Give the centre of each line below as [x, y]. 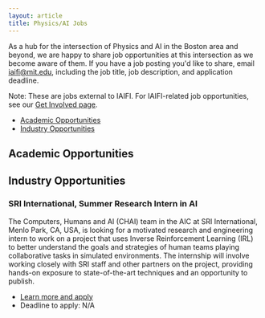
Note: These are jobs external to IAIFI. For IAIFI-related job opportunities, [128, 96]
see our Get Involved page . [53, 104]
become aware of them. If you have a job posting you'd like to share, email [132, 63]
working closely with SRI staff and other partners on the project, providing [130, 264]
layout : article [35, 16]
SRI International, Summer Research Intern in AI [103, 204]
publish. [21, 281]
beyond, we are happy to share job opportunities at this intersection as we [131, 55]
